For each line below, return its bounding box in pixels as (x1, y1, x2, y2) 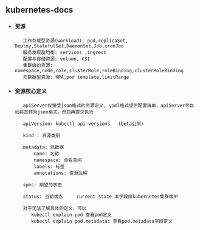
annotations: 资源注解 (33, 170, 88, 176)
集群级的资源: (22, 62, 53, 69)
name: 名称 (33, 151, 60, 157)
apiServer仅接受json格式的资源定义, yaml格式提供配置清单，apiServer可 (22, 103, 190, 109)
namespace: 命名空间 (33, 157, 83, 163)
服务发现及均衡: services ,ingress (22, 49, 107, 55)
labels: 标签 (33, 163, 65, 169)
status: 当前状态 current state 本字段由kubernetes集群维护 (22, 194, 178, 200)
